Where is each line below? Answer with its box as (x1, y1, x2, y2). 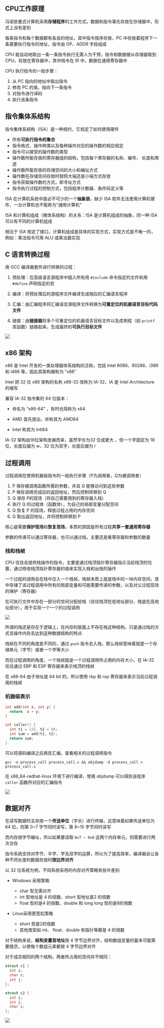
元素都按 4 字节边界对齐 (47, 944, 96, 949)
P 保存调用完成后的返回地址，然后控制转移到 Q (12, 489, 106, 495)
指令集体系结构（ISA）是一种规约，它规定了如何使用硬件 (5, 126, 119, 132)
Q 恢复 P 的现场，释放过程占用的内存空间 (12, 507, 95, 513)
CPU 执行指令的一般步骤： (5, 68, 59, 74)
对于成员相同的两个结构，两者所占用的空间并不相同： (5, 954, 112, 960)
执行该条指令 (12, 97, 38, 102)
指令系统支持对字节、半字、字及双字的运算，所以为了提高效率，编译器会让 (5, 851, 155, 857)
